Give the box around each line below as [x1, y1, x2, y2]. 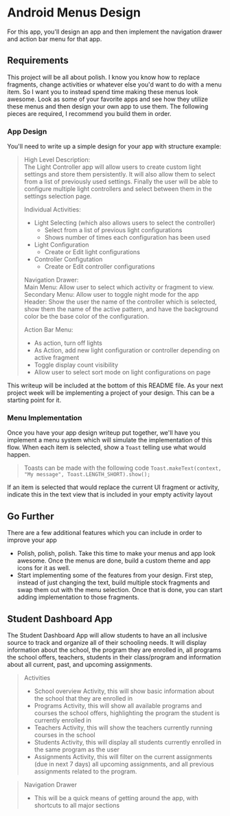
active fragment [34, 354, 80, 362]
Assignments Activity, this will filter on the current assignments [34, 752, 213, 760]
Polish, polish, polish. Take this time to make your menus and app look [16, 549, 216, 558]
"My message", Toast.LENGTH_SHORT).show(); [23, 471, 151, 478]
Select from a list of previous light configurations [44, 226, 183, 234]
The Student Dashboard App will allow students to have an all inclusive [7, 631, 207, 639]
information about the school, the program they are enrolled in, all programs [7, 646, 222, 654]
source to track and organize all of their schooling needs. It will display [7, 638, 207, 646]
